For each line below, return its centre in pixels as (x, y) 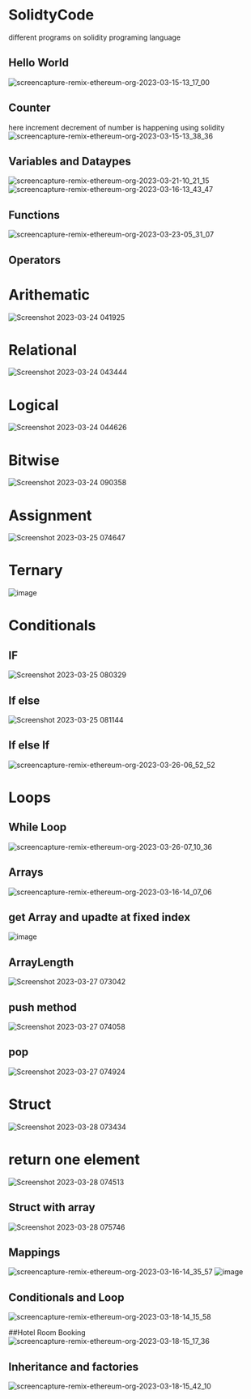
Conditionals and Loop (66, 1297)
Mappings (34, 1252)
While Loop (38, 827)
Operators (35, 260)
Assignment (50, 515)
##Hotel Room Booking (47, 1333)
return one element (74, 1160)
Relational (43, 350)
